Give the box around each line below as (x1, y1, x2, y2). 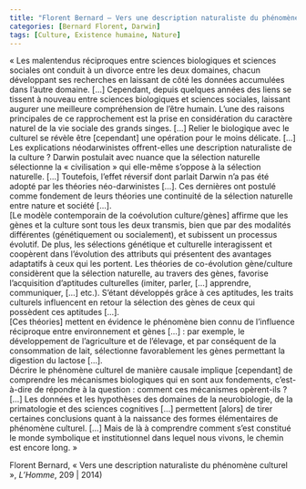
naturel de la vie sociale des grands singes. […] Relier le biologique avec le (9, 123, 290, 134)
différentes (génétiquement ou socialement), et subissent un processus (9, 229, 278, 240)
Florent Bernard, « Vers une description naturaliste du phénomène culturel (9, 460, 289, 471)
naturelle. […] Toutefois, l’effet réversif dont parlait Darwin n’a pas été (9, 171, 270, 182)
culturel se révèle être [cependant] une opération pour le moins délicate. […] (9, 133, 296, 144)
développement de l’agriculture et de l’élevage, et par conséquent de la (9, 336, 277, 347)
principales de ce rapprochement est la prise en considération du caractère (9, 113, 293, 124)
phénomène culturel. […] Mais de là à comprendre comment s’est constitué (9, 423, 291, 433)
